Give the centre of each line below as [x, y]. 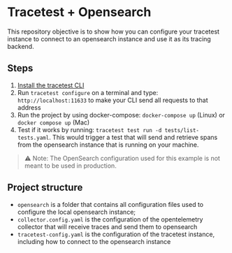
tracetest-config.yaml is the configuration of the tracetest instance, [116, 234]
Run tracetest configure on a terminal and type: [88, 92]
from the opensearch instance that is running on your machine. [108, 145]
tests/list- [182, 130]
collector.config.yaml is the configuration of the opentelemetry [110, 219]
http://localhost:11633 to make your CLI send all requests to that [113, 100]
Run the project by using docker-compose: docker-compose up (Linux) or [121, 115]
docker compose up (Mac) [53, 122]
